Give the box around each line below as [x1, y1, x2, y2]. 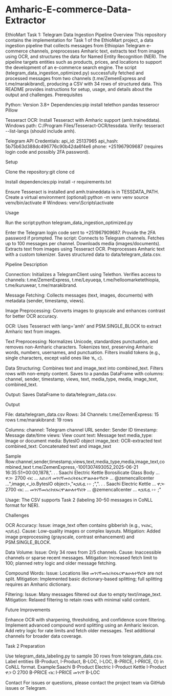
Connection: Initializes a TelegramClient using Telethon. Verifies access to [5, 271, 161, 277]
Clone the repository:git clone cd [5, 169, 75, 175]
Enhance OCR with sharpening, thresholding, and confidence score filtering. [5, 616, 166, 622]
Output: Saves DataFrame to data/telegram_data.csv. [5, 391, 117, 397]
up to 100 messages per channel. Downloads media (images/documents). [5, 240, 161, 246]
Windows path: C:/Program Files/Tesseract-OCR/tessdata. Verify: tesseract [5, 122, 164, 129]
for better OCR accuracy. [5, 313, 58, 319]
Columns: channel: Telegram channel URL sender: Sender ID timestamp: [5, 427, 158, 433]
